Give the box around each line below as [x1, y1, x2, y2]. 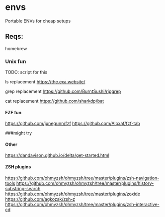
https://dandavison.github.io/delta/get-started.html [5, 152, 109, 158]
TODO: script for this [5, 69, 48, 75]
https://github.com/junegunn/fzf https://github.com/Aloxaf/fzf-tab [5, 121, 140, 127]
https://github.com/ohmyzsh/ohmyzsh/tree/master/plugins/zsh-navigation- [5, 175, 160, 181]
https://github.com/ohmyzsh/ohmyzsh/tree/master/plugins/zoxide [5, 191, 141, 197]
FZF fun [5, 109, 22, 115]
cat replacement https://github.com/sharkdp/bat [5, 98, 104, 104]
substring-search [5, 185, 41, 191]
